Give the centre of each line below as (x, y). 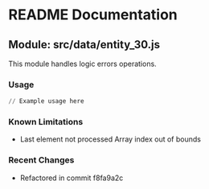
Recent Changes (41, 160)
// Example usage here (46, 101)
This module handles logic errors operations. (82, 64)
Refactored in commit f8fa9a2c (72, 178)
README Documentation (93, 15)
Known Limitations (46, 122)
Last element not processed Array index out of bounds (110, 139)
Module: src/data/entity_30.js (84, 45)
